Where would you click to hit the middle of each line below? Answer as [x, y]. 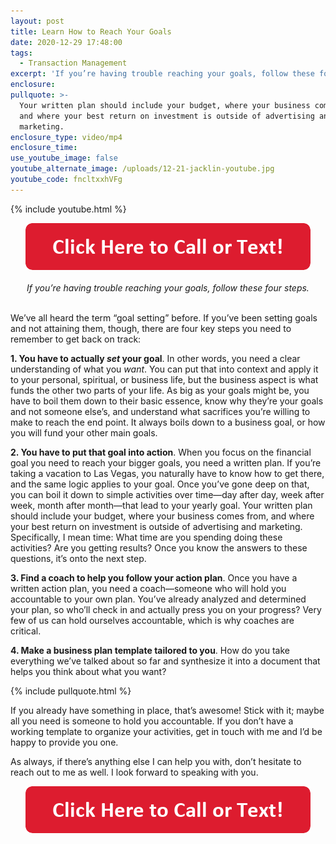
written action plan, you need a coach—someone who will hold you [148, 588]
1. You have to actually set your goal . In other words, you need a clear [155, 358]
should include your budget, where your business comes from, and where [162, 516]
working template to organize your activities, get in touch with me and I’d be [166, 731]
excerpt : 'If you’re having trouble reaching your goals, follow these [162, 74]
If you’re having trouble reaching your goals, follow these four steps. [168, 287]
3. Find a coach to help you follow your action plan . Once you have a [154, 577]
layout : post [37, 21]
